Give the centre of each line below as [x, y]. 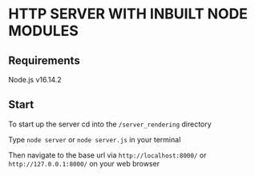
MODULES [43, 31]
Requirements [44, 60]
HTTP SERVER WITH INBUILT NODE [128, 14]
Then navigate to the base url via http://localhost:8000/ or [107, 155]
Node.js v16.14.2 [35, 80]
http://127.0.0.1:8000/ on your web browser [84, 163]
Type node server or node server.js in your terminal [95, 139]
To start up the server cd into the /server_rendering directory [110, 124]
